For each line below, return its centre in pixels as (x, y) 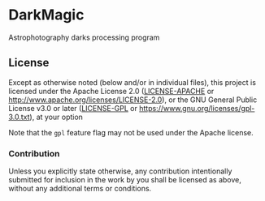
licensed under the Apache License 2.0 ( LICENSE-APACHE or (111, 91)
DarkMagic (46, 15)
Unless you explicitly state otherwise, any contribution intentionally (120, 171)
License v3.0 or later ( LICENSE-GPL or (73, 108)
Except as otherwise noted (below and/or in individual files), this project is (132, 82)
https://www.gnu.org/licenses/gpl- (197, 108)
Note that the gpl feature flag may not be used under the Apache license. (131, 132)
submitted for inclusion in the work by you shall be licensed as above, (125, 180)
